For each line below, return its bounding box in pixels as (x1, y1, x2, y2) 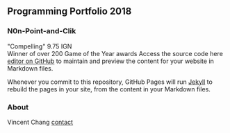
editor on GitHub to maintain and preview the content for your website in (7, 57, 214, 65)
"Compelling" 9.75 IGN (7, 42, 72, 51)
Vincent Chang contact (7, 118, 74, 126)
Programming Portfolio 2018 (7, 6, 132, 17)
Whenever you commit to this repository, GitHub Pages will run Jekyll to (7, 78, 213, 86)
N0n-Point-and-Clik (7, 26, 76, 36)
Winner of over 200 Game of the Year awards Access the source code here (7, 49, 224, 57)
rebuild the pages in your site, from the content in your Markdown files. (7, 85, 211, 93)
